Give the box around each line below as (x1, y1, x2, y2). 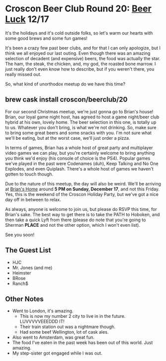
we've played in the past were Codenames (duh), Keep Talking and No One (5, 160, 159, 167)
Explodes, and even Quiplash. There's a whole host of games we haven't (5, 166, 154, 172)
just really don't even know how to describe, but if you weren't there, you (5, 66, 155, 72)
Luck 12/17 (5, 13, 50, 25)
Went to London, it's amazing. (12, 308, 73, 314)
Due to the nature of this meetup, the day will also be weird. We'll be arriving (5, 180, 161, 186)
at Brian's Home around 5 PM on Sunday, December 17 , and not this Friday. (5, 186, 160, 192)
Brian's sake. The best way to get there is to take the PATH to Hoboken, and (5, 211, 160, 217)
